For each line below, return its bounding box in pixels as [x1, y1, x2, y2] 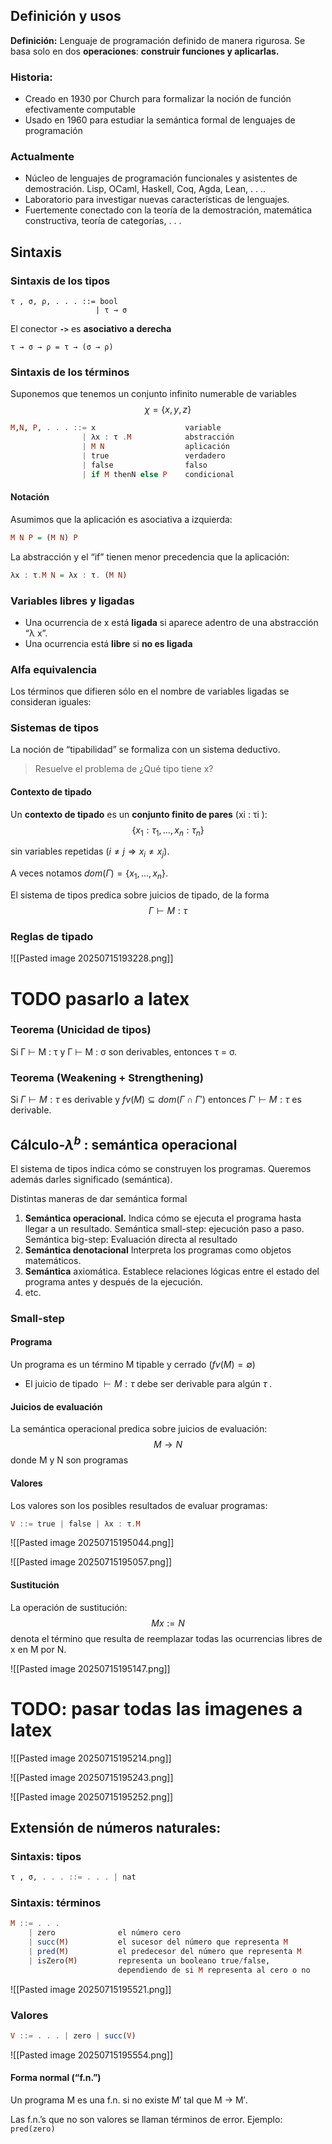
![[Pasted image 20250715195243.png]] [10, 1771, 174, 1783]
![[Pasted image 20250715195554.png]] [10, 2049, 173, 2061]
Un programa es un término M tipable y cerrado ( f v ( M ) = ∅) [10, 1359, 256, 1371]
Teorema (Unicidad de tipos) [10, 1023, 152, 1037]
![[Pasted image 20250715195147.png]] [10, 1662, 171, 1674]
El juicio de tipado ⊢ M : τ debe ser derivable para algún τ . [24, 1378, 273, 1390]
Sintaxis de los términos [10, 365, 130, 379]
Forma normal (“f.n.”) [10, 2072, 102, 2084]
